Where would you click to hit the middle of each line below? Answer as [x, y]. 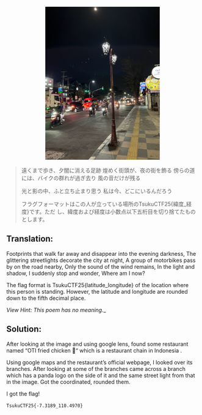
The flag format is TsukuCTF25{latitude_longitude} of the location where [98, 285]
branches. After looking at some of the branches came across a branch [96, 368]
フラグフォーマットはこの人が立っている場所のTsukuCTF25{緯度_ [104, 204]
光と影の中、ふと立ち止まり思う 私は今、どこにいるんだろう [97, 191]
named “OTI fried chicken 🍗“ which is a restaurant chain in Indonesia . [94, 350]
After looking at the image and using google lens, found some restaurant [97, 344]
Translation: [30, 239]
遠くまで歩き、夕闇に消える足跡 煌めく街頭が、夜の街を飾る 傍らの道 [108, 170]
